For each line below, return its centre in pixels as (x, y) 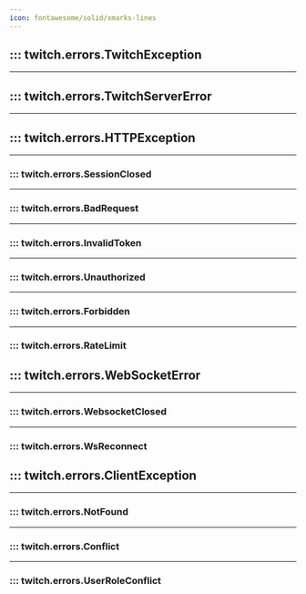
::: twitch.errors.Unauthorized (77, 277)
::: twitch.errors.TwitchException (106, 55)
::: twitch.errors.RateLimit (68, 345)
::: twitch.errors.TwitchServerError (111, 96)
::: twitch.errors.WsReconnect (78, 445)
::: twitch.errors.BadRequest (74, 209)
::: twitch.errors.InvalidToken (76, 242)
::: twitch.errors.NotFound (69, 512)
